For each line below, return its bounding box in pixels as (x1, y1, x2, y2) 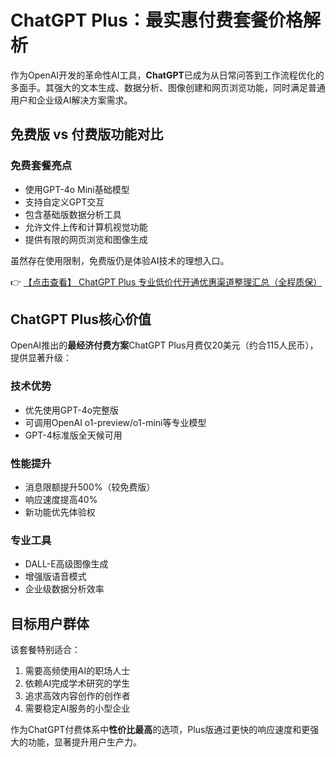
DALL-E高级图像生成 (24, 558, 109, 570)
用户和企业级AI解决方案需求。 (10, 94, 133, 106)
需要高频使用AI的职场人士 (24, 665, 131, 677)
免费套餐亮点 (10, 159, 73, 173)
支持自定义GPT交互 (24, 196, 105, 208)
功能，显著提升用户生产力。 (27, 736, 142, 748)
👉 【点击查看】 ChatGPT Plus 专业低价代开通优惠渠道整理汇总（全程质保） (10, 276, 323, 288)
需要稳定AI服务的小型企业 (24, 702, 131, 715)
